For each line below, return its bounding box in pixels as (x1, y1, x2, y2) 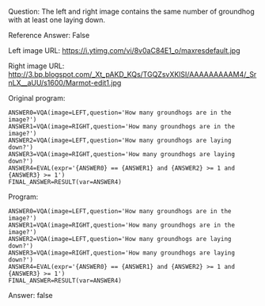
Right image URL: (8, 61, 65, 71)
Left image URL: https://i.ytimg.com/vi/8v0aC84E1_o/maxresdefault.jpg (8, 46, 240, 55)
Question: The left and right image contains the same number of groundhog (8, 7, 255, 16)
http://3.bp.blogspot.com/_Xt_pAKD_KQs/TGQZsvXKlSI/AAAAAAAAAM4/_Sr (8, 70, 257, 78)
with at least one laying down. (8, 15, 105, 25)
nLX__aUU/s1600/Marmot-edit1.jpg (8, 78, 122, 87)
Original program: (8, 94, 66, 102)
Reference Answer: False (8, 31, 90, 40)
